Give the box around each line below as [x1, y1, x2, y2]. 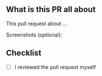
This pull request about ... [6, 20, 68, 27]
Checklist [6, 48, 42, 58]
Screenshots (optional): [6, 31, 62, 38]
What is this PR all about [6, 5, 96, 15]
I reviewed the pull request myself [14, 63, 96, 70]
